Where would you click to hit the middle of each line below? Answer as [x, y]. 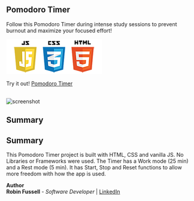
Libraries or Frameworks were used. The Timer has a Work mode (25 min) [97, 161]
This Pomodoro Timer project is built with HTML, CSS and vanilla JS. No [95, 155]
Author [15, 185]
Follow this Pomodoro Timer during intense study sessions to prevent [92, 24]
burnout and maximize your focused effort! [59, 30]
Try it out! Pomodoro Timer [40, 84]
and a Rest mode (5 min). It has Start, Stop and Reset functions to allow [94, 168]
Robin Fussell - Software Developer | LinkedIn [63, 192]
